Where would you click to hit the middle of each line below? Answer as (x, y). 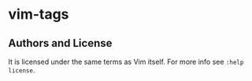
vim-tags (39, 14)
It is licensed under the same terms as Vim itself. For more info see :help (126, 62)
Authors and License (60, 43)
